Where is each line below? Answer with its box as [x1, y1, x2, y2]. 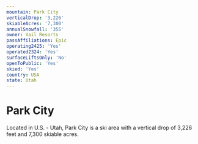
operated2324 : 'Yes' [6, 49, 59, 55]
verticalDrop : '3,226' [6, 15, 64, 21]
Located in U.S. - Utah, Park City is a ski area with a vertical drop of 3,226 [6, 124, 193, 132]
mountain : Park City [6, 9, 59, 15]
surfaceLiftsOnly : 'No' [6, 55, 67, 61]
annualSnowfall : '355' [6, 26, 64, 32]
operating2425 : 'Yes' [6, 44, 62, 50]
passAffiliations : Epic [6, 37, 67, 44]
